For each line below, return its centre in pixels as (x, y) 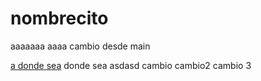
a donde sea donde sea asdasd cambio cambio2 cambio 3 (131, 65)
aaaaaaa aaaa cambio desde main (80, 46)
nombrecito (59, 18)
